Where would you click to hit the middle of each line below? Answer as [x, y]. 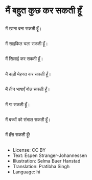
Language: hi [26, 172]
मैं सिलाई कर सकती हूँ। [24, 59]
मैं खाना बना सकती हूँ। [24, 28]
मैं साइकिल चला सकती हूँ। [27, 44]
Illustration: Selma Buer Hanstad [47, 161]
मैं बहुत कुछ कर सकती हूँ [43, 11]
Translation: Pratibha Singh [41, 166]
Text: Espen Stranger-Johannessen [50, 155]
